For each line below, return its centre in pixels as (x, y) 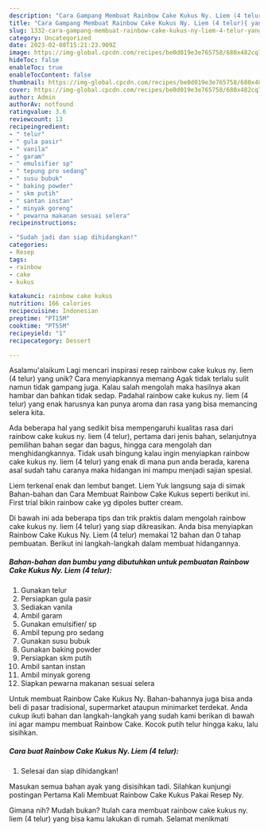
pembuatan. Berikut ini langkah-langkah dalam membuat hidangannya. (125, 543)
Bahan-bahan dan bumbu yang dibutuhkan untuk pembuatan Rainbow (129, 562)
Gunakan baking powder (61, 649)
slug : (18, 30)
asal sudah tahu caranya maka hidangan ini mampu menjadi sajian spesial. (131, 470)
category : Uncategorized (50, 38)
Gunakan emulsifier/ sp (58, 624)
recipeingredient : (39, 127)
